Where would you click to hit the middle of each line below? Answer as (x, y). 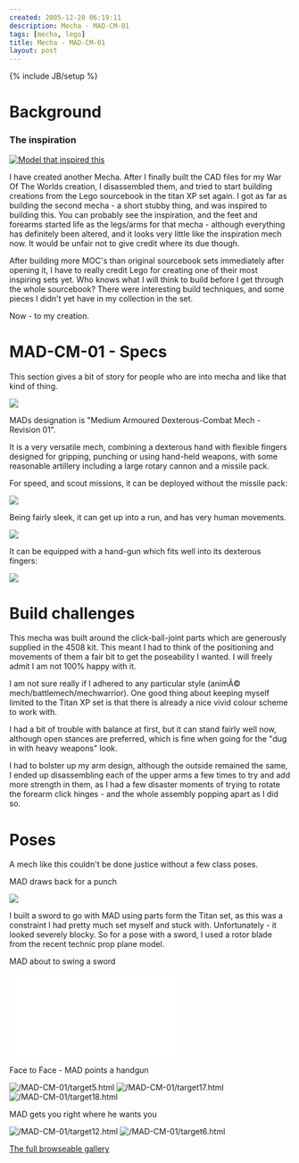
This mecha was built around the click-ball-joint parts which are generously (148, 638)
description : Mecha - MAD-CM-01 (69, 26)
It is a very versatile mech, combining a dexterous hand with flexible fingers (148, 446)
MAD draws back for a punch (63, 882)
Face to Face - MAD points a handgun (79, 1070)
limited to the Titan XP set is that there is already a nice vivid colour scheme (149, 702)
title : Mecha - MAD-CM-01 (57, 42)
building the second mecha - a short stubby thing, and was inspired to (138, 205)
